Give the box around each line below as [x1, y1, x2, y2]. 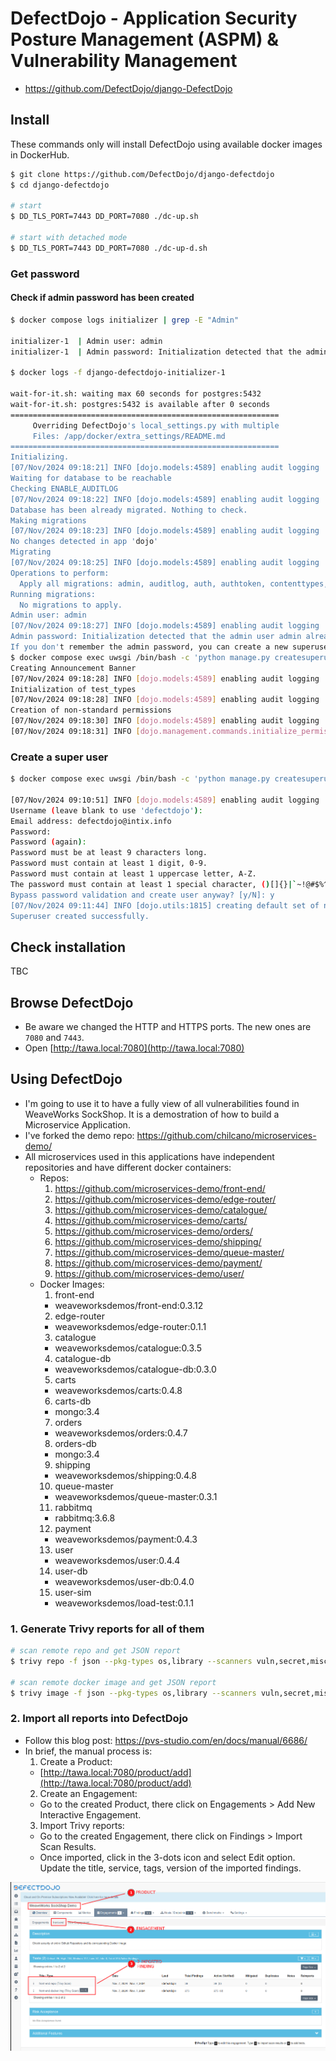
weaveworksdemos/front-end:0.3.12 [54, 1299, 204, 1311]
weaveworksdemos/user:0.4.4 [54, 1554, 181, 1566]
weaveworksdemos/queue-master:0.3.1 [54, 1490, 218, 1502]
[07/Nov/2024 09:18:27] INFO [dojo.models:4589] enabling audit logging [10, 621, 320, 631]
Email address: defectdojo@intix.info [10, 816, 172, 826]
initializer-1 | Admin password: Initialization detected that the [10, 347, 302, 357]
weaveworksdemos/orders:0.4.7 [54, 1427, 188, 1439]
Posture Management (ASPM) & [10, 28, 280, 51]
